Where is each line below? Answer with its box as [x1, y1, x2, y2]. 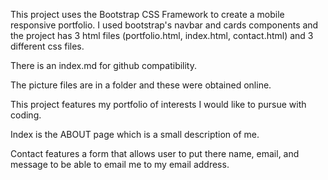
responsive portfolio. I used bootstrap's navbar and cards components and [10, 19, 319, 31]
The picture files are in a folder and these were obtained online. [10, 79, 272, 91]
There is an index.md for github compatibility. [10, 60, 198, 71]
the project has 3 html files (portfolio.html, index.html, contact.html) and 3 [10, 30, 314, 41]
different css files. [10, 40, 85, 52]
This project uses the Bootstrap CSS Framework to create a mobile [10, 9, 285, 20]
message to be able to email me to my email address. [10, 159, 230, 170]
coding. [10, 109, 42, 121]
